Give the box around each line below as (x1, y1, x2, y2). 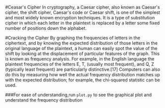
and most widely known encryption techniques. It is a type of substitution (5, 15, 155, 20)
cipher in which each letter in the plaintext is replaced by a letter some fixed (5, 20, 160, 26)
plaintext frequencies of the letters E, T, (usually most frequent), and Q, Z (5, 61, 155, 67)
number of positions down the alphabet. (5, 25, 87, 31)
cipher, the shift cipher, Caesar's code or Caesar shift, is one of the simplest (5, 9, 160, 15)
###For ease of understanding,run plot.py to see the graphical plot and (5, 92, 152, 98)
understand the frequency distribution (5, 97, 83, 103)
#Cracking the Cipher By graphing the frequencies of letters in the (5, 35, 140, 41)
